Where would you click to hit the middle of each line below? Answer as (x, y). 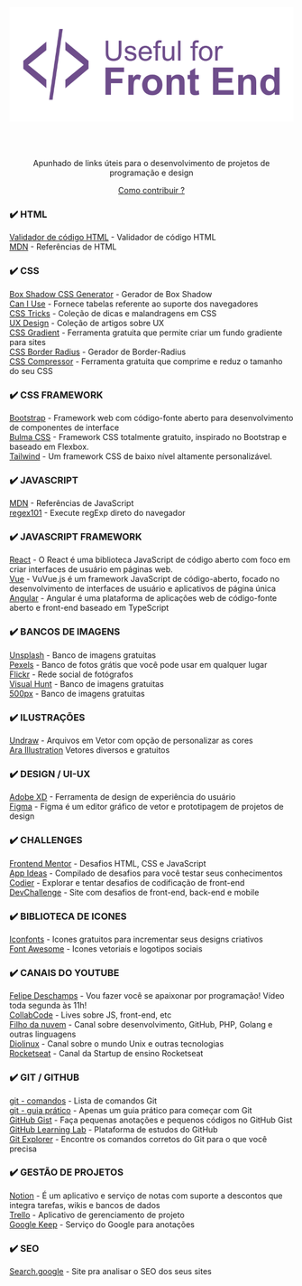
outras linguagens (43, 1034)
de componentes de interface (64, 427)
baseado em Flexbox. (49, 446)
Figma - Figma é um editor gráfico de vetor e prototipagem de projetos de (146, 807)
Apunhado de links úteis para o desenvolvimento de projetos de (151, 163)
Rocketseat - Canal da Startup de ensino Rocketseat (106, 1054)
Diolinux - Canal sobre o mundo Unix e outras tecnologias (117, 1044)
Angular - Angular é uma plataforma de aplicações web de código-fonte (143, 598)
